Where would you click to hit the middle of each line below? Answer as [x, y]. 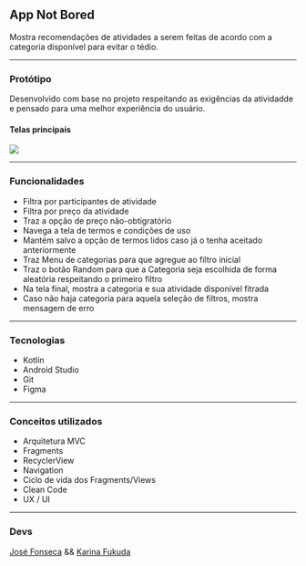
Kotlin [33, 360]
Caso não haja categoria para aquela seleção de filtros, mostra [140, 298]
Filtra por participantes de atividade [89, 201]
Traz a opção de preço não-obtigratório [97, 220]
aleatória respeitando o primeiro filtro [92, 278]
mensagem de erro [58, 308]
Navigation [43, 470]
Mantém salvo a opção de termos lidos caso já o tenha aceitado [143, 240]
